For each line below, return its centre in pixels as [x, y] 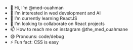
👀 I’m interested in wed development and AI [55, 13]
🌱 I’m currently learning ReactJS [43, 18]
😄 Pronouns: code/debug [37, 36]
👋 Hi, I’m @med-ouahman [37, 8]
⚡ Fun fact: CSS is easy [34, 42]
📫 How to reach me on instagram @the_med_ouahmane [69, 29]
